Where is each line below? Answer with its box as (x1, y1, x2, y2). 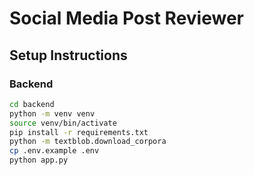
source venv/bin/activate (9, 118, 117, 128)
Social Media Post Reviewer (9, 7, 244, 30)
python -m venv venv (9, 108, 96, 119)
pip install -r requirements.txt (9, 127, 149, 137)
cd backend (9, 99, 55, 109)
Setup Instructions (9, 47, 128, 64)
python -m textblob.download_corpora (9, 137, 167, 147)
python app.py (9, 155, 69, 166)
